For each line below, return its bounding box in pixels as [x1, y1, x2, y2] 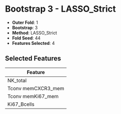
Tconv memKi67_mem [7, 93, 59, 99]
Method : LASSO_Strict [12, 30, 57, 36]
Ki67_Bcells [7, 101, 35, 108]
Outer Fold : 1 [12, 19, 38, 25]
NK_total [7, 77, 27, 84]
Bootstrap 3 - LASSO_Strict [5, 3, 116, 15]
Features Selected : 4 [12, 40, 55, 46]
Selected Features [5, 55, 61, 63]
